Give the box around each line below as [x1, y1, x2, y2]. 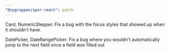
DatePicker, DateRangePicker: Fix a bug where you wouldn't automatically [5, 36, 160, 42]
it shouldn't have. [5, 26, 42, 33]
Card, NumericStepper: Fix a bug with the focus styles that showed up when [5, 21, 165, 27]
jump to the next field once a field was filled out [5, 41, 105, 48]
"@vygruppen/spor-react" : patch [5, 7, 74, 13]
